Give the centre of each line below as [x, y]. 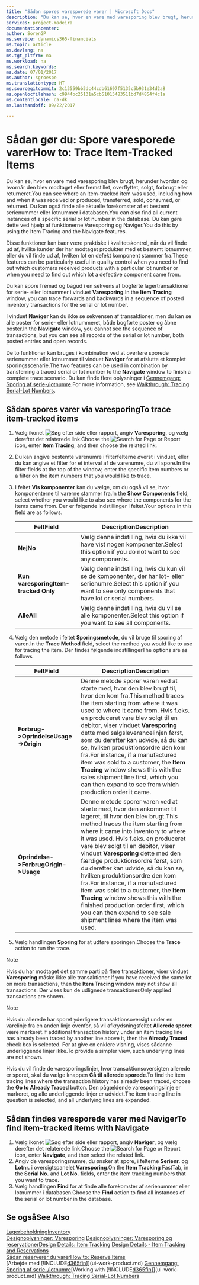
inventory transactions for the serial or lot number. [67, 305]
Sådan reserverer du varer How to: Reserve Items [66, 1257]
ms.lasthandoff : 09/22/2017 [41, 105]
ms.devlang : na [25, 50]
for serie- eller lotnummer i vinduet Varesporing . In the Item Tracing [89, 292]
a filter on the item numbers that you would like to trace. [83, 476]
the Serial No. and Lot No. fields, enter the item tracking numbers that [100, 1174]
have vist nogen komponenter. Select [131, 544]
